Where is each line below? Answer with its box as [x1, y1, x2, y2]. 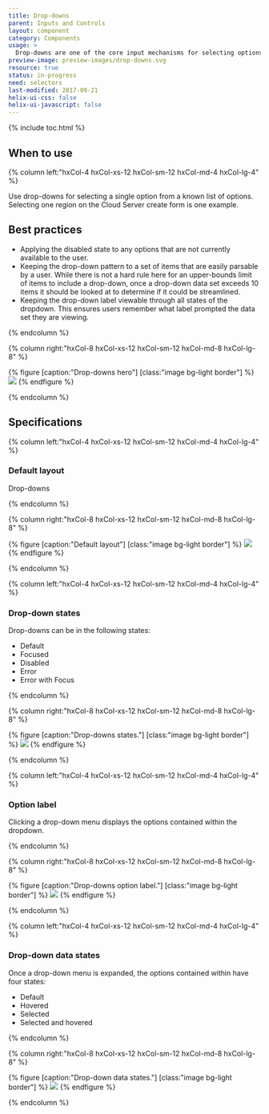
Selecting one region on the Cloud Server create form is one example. [8, 199, 239, 209]
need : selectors [8, 78, 62, 86]
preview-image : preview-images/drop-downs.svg [8, 57, 167, 65]
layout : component [8, 26, 70, 34]
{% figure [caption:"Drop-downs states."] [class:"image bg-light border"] [8, 730, 250, 740]
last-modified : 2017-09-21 [8, 86, 98, 94]
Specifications [8, 415, 82, 429]
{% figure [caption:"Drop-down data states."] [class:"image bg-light [8, 1072, 232, 1082]
